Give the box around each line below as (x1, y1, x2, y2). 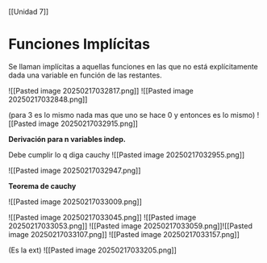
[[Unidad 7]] (8, 7, 49, 16)
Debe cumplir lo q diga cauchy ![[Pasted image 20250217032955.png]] (8, 149, 245, 160)
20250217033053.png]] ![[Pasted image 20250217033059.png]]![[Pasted (8, 221, 252, 231)
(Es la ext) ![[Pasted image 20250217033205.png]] (8, 245, 177, 255)
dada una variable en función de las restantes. (8, 70, 163, 80)
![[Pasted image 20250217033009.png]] (8, 197, 143, 207)
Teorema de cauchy (8, 181, 77, 190)
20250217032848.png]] (8, 94, 88, 104)
